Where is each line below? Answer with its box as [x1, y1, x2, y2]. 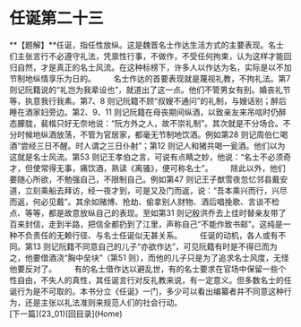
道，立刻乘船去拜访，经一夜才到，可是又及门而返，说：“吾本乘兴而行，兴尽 [9, 185, 288, 195]
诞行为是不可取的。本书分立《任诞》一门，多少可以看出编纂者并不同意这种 [9, 286, 284, 297]
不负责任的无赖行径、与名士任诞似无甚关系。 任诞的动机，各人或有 [16, 229, 279, 240]
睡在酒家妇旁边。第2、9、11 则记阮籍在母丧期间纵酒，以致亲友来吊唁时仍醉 [9, 107, 287, 117]
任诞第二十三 [9, 8, 105, 29]
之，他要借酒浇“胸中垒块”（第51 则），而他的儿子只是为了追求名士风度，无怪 [9, 252, 289, 262]
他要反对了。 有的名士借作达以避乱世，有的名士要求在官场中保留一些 [9, 263, 279, 274]
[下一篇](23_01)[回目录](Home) [9, 308, 123, 319]
